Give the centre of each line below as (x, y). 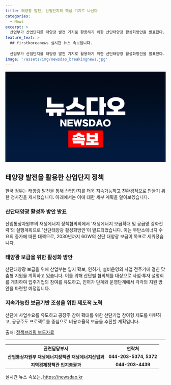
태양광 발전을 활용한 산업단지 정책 (55, 178)
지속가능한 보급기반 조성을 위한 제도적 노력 (54, 303)
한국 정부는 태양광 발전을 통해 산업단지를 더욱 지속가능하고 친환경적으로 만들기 (83, 191)
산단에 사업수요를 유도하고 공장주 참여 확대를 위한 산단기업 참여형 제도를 (77, 315)
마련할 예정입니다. (32, 289)
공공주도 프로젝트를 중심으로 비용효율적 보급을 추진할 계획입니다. (76, 321)
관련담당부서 (56, 349)
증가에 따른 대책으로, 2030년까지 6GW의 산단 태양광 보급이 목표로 (80, 237)
